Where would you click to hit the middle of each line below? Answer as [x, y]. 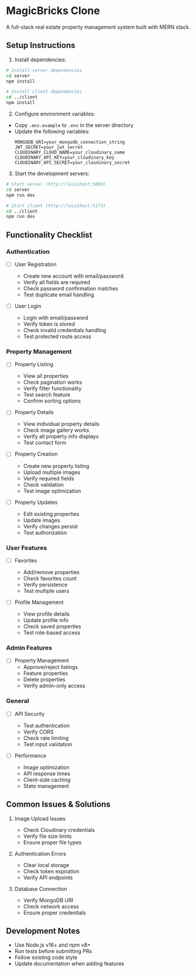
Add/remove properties [51, 572]
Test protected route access [57, 337]
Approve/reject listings [51, 667]
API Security [30, 713]
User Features [27, 548]
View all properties [46, 376]
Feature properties [46, 673]
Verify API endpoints [48, 878]
